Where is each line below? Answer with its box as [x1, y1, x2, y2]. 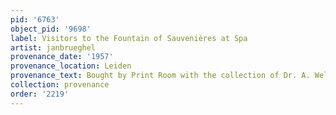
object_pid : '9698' [10, 24, 92, 34]
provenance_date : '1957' [10, 52, 114, 62]
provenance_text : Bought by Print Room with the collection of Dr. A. [10, 71, 311, 81]
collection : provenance [10, 80, 110, 90]
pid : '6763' [10, 14, 60, 25]
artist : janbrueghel [10, 42, 97, 53]
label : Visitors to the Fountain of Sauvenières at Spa [10, 33, 248, 43]
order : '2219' [10, 89, 70, 99]
